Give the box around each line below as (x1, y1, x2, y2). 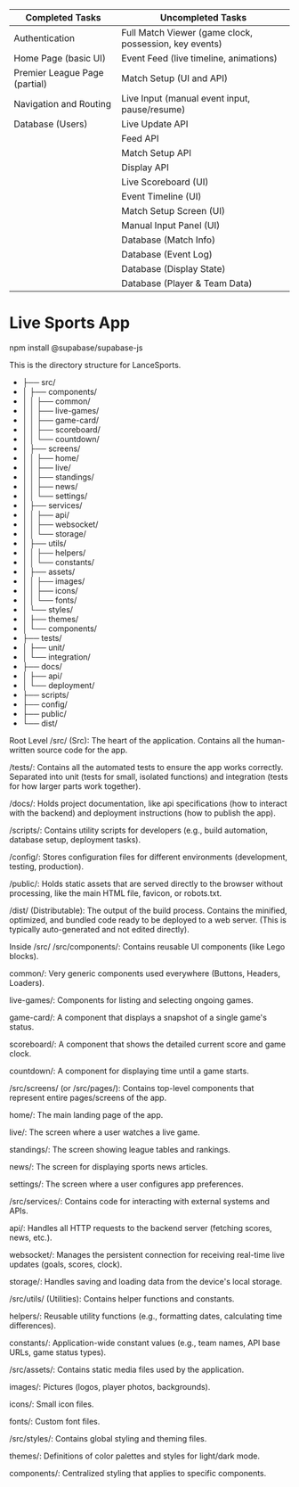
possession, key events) (121, 37, 222, 50)
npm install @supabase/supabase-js (9, 342, 143, 353)
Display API (121, 161, 169, 173)
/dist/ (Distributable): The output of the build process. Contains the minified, (9, 905, 287, 916)
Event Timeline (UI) (121, 191, 202, 202)
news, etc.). (9, 1232, 53, 1243)
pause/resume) (121, 103, 186, 115)
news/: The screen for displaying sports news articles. (9, 1161, 208, 1171)
